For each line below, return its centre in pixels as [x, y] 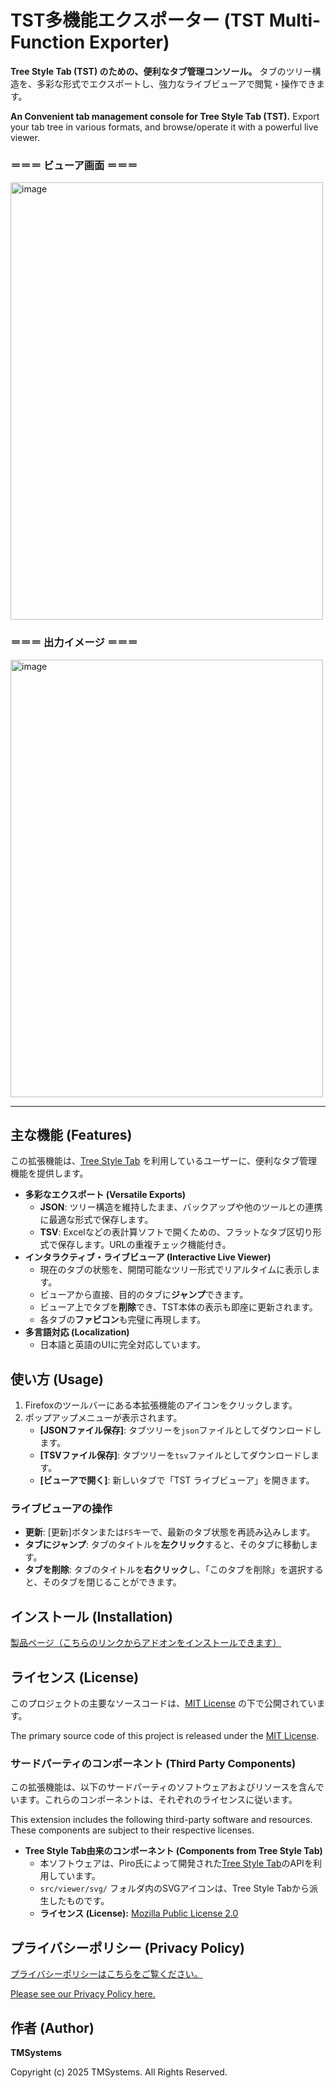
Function [48, 42]
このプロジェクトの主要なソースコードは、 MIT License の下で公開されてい [163, 1703]
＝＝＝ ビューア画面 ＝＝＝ [74, 165]
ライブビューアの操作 [61, 1509]
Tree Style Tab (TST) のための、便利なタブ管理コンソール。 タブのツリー [161, 71]
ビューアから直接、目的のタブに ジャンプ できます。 [144, 1295]
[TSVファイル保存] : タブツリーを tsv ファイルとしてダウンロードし [175, 1455]
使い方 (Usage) [57, 1379]
